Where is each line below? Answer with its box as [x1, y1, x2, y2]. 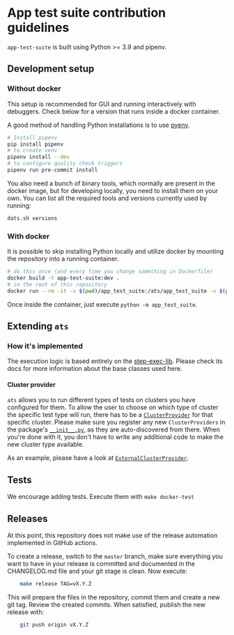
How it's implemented [7, 341, 84, 351]
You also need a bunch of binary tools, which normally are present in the [7, 179, 216, 188]
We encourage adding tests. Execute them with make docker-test [7, 493, 195, 501]
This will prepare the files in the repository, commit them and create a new [7, 592, 221, 601]
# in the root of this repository [7, 281, 108, 288]
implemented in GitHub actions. [7, 539, 97, 547]
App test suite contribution [7, 5, 166, 21]
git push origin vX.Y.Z [19, 621, 89, 628]
